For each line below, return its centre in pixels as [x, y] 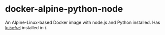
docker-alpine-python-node [64, 9]
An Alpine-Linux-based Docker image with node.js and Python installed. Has [83, 22]
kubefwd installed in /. [26, 27]
